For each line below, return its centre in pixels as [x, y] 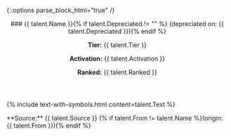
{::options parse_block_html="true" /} [61, 10]
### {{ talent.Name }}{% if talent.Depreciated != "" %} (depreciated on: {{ [117, 24]
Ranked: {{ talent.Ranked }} [117, 72]
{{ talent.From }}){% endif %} [49, 125]
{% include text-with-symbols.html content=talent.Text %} [91, 104]
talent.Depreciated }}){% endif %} [117, 31]
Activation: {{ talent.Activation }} [117, 58]
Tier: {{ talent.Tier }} [117, 45]
